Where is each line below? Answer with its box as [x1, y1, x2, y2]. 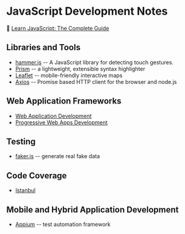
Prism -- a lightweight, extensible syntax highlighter [15, 65, 145, 72]
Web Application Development [15, 112, 92, 119]
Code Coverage [6, 170, 67, 181]
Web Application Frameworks [6, 96, 122, 107]
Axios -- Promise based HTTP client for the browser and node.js [15, 78, 177, 85]
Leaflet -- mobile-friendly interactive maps [15, 72, 123, 79]
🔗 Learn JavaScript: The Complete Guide [6, 25, 109, 32]
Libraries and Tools [6, 42, 81, 53]
